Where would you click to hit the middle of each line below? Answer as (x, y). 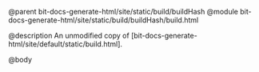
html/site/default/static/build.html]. (65, 44)
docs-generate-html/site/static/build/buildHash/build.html (104, 20)
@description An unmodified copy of (69, 36)
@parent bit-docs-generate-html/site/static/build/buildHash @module (123, 12)
